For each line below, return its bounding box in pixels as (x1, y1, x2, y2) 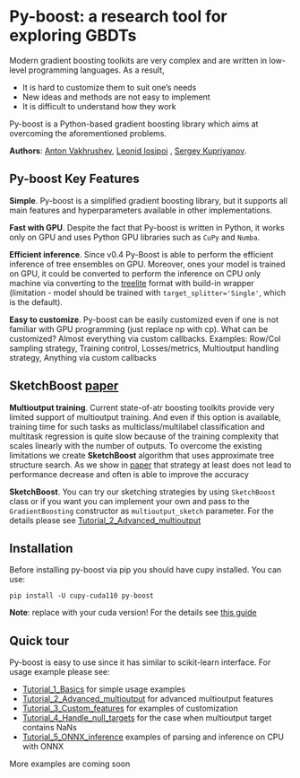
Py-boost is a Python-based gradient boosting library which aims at (9, 118, 259, 129)
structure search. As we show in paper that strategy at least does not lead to (9, 459, 292, 470)
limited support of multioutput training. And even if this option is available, (9, 411, 282, 423)
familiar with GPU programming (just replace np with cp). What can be (9, 323, 269, 334)
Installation (9, 540, 73, 555)
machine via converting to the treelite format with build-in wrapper (9, 277, 255, 288)
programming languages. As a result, (28, 65, 166, 75)
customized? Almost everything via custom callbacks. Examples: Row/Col (9, 333, 281, 344)
